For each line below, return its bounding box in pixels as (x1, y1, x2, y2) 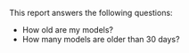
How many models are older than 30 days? (21, 34, 180, 44)
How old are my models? (21, 25, 114, 34)
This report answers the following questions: (9, 8, 173, 18)
